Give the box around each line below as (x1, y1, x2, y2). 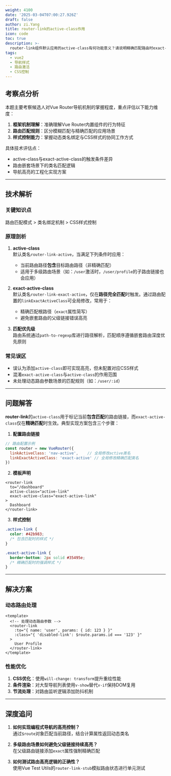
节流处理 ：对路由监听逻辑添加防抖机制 (12, 689, 93, 695)
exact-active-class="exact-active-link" (10, 494, 97, 499)
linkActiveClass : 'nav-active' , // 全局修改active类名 (10, 451, 131, 456)
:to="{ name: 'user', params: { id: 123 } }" (14, 628, 113, 633)
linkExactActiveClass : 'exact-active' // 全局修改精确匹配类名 (10, 455, 139, 460)
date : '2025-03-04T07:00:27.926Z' (5, 12, 79, 17)
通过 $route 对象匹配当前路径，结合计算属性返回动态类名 (12, 730, 129, 737)
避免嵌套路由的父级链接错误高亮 (20, 315, 88, 321)
